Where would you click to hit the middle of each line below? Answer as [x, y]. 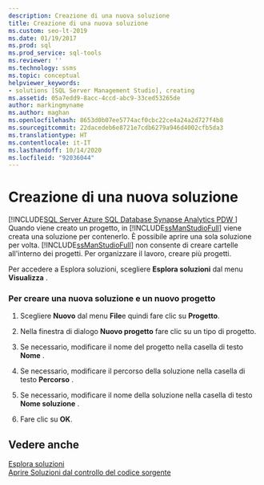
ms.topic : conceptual [44, 75]
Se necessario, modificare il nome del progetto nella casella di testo [132, 347]
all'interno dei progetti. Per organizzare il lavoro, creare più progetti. [120, 254]
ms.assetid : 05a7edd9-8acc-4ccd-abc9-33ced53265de [94, 98]
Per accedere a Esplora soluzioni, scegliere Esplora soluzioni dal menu [126, 269]
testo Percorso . [47, 380]
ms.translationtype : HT [48, 135]
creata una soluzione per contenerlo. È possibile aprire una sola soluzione [130, 237]
